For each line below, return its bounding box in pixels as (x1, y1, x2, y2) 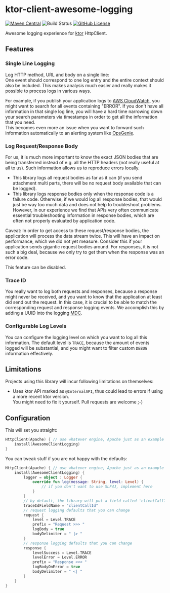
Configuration (5, 414, 51, 422)
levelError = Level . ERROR (32, 555, 87, 560)
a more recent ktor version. (12, 394, 69, 400)
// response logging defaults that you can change (23, 541, 133, 546)
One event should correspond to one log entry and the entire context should (5, 77, 164, 83)
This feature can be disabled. (5, 264, 66, 270)
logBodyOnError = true (32, 564, 80, 570)
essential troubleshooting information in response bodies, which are (12, 212, 154, 218)
